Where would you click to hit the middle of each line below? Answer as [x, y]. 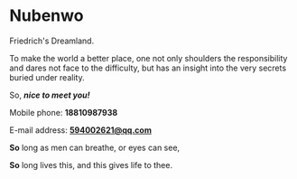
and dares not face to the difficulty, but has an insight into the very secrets [148, 68]
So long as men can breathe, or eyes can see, [95, 147]
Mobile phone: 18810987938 [64, 112]
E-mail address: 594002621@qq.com [80, 130]
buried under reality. [47, 77]
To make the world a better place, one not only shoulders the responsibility [148, 58]
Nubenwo [46, 16]
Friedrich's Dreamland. [52, 41]
